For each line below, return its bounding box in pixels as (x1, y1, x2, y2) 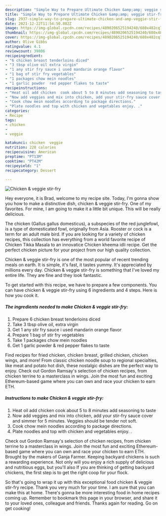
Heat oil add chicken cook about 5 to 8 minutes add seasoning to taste (12, 408, 157, 414)
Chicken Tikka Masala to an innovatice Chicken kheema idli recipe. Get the (5, 242, 157, 248)
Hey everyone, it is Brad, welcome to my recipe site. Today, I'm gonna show (5, 195, 160, 201)
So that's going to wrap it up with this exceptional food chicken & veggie (5, 479, 152, 485)
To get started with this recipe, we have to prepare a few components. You (5, 282, 157, 288)
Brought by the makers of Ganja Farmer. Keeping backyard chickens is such (5, 454, 160, 460)
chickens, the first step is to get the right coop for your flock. (5, 469, 129, 475)
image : (5, 26, 19, 31)
